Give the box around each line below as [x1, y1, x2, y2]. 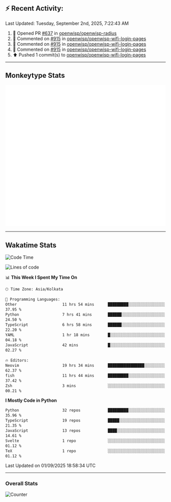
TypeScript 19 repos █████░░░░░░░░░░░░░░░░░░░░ [5, 418, 165, 423]
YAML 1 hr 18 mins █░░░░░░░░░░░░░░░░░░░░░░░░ [5, 332, 165, 337]
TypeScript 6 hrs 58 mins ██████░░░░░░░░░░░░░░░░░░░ [5, 322, 165, 327]
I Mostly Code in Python [5, 397, 57, 403]
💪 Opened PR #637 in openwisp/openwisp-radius [12, 30, 117, 36]
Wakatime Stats [5, 241, 57, 249]
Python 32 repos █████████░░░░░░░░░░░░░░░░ [5, 407, 165, 413]
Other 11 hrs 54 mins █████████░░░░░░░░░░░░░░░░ [5, 302, 165, 307]
